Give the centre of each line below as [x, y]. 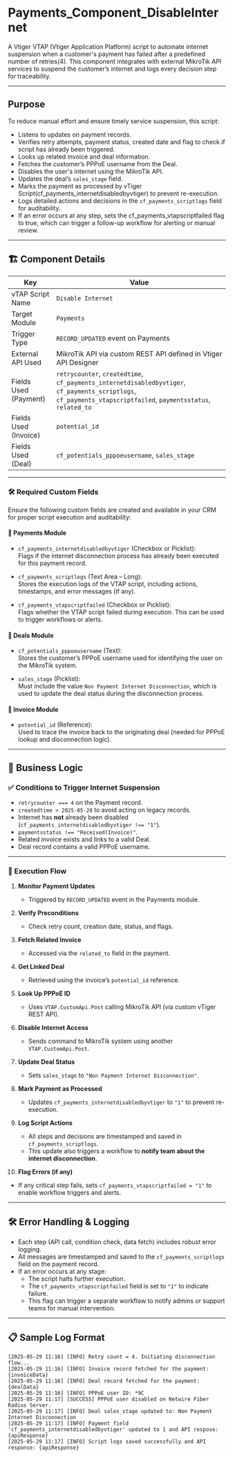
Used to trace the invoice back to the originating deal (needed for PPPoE [121, 732]
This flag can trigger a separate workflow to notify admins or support [127, 1301]
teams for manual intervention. [72, 1308]
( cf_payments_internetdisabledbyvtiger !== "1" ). [89, 825]
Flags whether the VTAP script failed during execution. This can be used [121, 612]
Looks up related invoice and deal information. [84, 157]
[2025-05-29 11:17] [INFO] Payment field [68, 1424]
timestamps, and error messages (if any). [76, 592]
